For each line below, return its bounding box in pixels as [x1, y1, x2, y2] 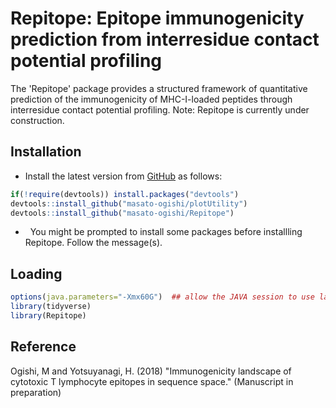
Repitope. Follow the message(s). [24, 237, 163, 249]
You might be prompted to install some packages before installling [29, 226, 303, 238]
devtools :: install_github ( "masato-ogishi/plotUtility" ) [10, 198, 248, 209]
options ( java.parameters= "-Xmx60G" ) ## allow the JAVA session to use [10, 292, 315, 302]
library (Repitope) [10, 310, 87, 321]
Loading [10, 265, 63, 282]
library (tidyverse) [10, 302, 92, 312]
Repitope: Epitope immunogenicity [10, 7, 305, 30]
